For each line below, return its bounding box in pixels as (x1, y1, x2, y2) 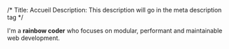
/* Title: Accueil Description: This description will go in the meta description (7, 6, 222, 14)
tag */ (7, 13, 24, 21)
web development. (7, 34, 60, 42)
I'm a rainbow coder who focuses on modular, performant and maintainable (7, 27, 223, 35)
